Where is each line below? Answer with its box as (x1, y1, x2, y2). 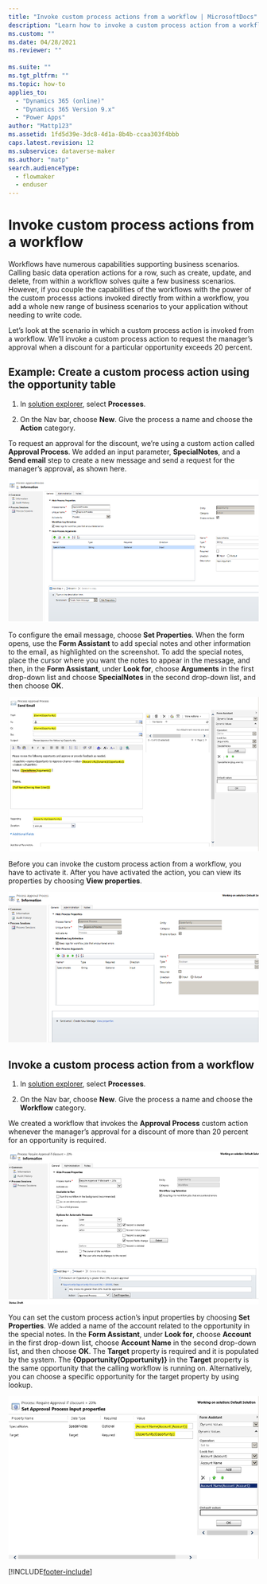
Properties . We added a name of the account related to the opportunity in (8, 1320, 250, 1330)
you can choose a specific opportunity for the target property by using (8, 1371, 240, 1381)
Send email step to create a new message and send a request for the (8, 455, 235, 465)
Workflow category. (19, 1103, 87, 1113)
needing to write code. (8, 311, 83, 320)
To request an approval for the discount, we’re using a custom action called (8, 438, 255, 448)
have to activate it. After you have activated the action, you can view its (8, 868, 242, 878)
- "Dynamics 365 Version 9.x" (15, 105, 115, 113)
